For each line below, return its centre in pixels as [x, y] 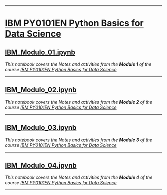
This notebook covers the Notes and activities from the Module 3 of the [79, 140]
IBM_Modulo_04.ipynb [41, 165]
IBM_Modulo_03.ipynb [41, 128]
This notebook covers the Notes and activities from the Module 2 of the [79, 102]
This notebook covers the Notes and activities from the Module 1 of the [78, 64]
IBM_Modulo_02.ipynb [41, 90]
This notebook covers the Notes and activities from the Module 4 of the [79, 177]
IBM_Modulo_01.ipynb [40, 52]
